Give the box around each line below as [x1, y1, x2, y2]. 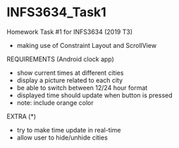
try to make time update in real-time [16, 125, 121, 134]
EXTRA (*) [6, 112, 37, 121]
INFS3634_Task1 [6, 4, 106, 20]
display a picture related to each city [16, 75, 123, 85]
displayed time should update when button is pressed [16, 91, 173, 99]
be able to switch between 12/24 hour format [16, 83, 148, 92]
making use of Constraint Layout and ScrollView [16, 41, 156, 49]
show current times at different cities [16, 68, 124, 77]
